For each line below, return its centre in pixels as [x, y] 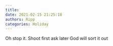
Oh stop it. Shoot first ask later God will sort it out [56, 38]
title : [12, 10]
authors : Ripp [20, 19]
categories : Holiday [27, 24]
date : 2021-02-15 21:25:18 [34, 15]
